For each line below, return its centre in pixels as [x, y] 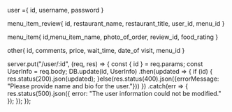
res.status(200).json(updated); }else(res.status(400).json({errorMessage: [113, 79]
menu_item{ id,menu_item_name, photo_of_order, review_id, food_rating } [113, 37]
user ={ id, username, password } [56, 10]
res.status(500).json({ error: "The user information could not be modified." [114, 94]
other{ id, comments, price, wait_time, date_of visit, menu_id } [96, 50]
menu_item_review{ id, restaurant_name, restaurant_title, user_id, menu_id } [116, 23]
